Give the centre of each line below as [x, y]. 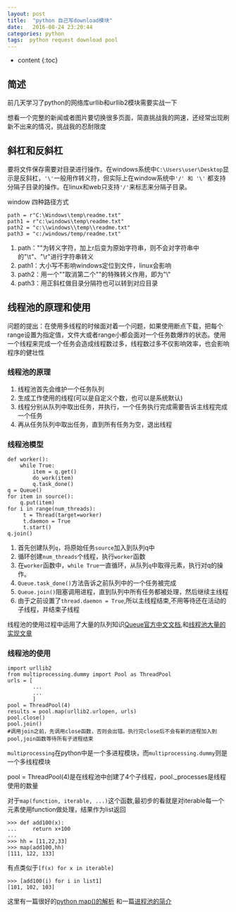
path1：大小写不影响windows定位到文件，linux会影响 [94, 265]
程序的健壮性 [26, 352]
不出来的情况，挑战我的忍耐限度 [60, 126]
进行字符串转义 [72, 256]
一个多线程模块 [29, 762]
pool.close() [26, 718]
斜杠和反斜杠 [35, 151]
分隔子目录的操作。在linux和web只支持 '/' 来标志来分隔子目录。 [99, 186]
